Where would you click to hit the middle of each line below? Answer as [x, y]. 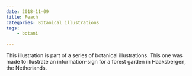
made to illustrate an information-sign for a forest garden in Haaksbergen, [96, 62]
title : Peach [22, 17]
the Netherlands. [27, 68]
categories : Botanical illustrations [53, 22]
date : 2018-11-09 [28, 11]
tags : [13, 28]
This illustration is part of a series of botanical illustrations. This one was [94, 55]
